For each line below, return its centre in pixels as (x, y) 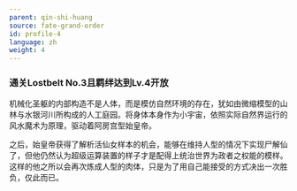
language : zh (33, 42)
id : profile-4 (35, 34)
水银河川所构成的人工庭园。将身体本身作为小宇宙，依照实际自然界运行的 (156, 115)
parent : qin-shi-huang (51, 17)
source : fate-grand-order (57, 26)
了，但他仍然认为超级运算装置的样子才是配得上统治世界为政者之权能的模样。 (148, 156)
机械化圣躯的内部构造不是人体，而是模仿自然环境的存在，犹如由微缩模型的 (145, 103)
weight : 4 (27, 50)
